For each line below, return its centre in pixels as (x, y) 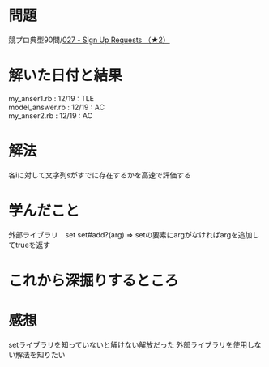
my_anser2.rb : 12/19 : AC (51, 115)
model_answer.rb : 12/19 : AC (57, 107)
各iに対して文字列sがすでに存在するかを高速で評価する (100, 175)
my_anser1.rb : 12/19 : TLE (51, 98)
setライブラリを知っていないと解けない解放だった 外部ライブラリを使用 (128, 344)
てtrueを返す (30, 245)
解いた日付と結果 (66, 76)
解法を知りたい (40, 354)
